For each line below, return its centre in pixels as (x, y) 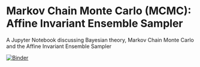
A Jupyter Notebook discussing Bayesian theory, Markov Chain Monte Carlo (100, 40)
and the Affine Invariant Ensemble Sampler (59, 46)
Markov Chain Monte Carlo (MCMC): (99, 11)
